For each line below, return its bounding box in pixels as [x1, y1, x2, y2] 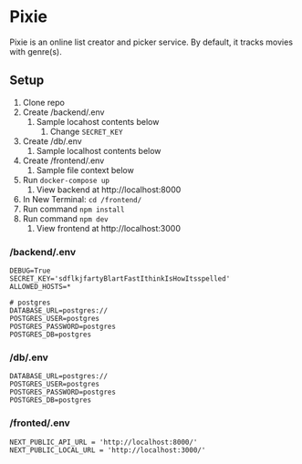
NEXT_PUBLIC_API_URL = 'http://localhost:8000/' [9, 438, 198, 447]
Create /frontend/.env [22, 155, 105, 166]
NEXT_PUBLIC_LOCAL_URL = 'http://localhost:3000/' [9, 445, 206, 455]
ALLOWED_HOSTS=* [9, 283, 71, 292]
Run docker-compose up [22, 174, 109, 185]
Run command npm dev [22, 212, 109, 224]
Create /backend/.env [22, 107, 105, 118]
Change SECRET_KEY [49, 126, 123, 137]
